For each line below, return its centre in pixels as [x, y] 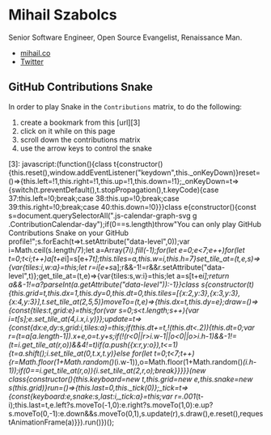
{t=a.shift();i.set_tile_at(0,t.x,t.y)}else [70, 353]
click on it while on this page [68, 130]
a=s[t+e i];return [203, 275]
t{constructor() [138, 164]
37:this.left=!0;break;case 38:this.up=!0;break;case [94, 198]
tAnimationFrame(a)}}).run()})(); [61, 422]
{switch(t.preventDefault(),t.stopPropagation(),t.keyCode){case [114, 190]
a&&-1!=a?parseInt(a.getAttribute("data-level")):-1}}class [104, 284]
